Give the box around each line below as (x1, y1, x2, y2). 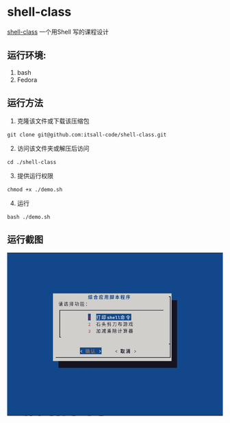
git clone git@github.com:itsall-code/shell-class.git (7, 131, 167, 138)
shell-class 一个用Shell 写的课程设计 (7, 27, 110, 36)
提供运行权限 (16, 171, 53, 180)
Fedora (16, 75, 38, 84)
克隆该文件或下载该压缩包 (16, 117, 90, 125)
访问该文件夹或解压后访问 (16, 144, 90, 152)
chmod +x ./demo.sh (7, 186, 63, 193)
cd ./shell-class (7, 158, 57, 165)
